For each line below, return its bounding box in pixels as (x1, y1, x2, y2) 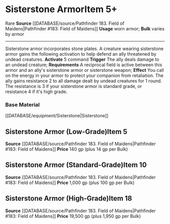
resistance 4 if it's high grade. (5, 88, 68, 95)
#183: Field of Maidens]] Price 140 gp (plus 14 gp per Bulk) (5, 146, 128, 152)
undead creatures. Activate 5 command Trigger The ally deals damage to (5, 56, 159, 62)
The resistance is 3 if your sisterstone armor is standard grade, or (5, 83, 142, 89)
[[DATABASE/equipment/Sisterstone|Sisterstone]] (5, 113, 109, 119)
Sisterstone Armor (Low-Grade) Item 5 (5, 127, 127, 136)
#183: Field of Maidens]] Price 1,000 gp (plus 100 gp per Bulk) (5, 180, 135, 186)
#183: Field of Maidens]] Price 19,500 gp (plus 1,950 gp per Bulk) (5, 213, 141, 219)
